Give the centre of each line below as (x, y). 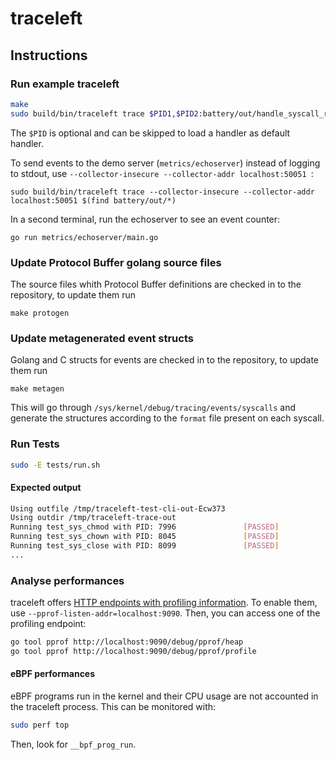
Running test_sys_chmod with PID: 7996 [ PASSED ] (145, 527)
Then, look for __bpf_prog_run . (73, 744)
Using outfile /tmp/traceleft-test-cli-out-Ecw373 (118, 508)
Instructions (49, 55)
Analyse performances (67, 580)
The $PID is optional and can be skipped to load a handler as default (150, 133)
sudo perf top (40, 725)
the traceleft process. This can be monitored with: (113, 707)
